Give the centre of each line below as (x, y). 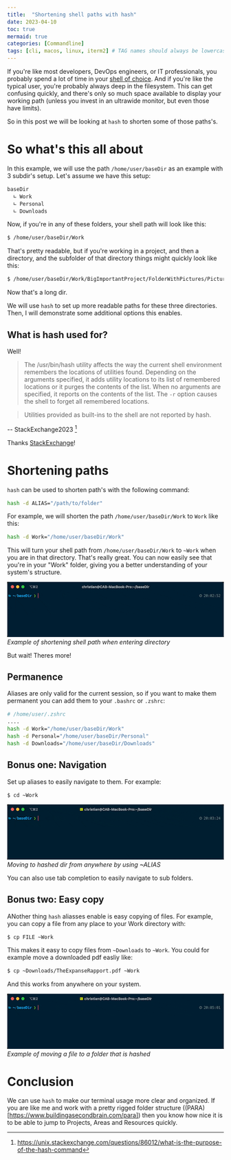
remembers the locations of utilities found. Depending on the (110, 372)
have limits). (24, 108)
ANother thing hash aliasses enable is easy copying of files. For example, (110, 916)
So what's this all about (75, 149)
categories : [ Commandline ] (46, 44)
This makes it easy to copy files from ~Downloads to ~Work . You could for (108, 950)
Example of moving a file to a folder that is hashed (79, 1054)
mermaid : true (27, 37)
